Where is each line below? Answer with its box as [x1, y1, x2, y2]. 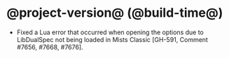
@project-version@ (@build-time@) [6, 5, 223, 21]
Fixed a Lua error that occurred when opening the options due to [16, 28, 204, 36]
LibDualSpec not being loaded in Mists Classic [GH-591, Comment [16, 35, 208, 43]
